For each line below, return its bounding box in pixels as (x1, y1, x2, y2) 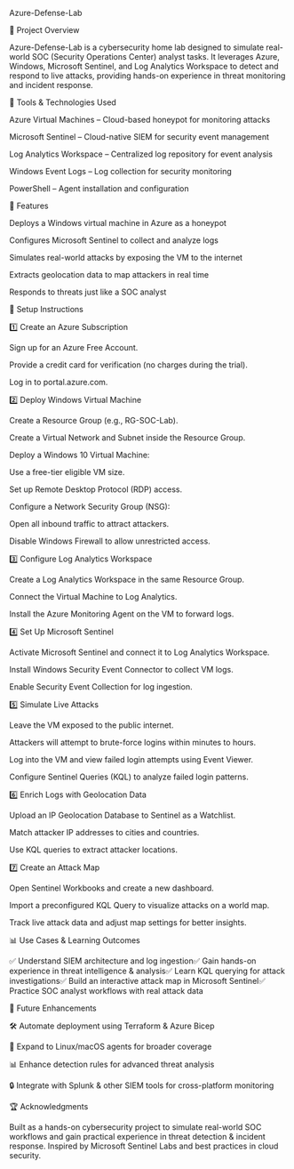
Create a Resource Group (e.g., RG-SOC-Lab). (9, 415, 179, 425)
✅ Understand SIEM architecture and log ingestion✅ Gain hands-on (9, 955, 257, 966)
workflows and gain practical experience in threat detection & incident (9, 1132, 266, 1141)
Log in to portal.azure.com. (9, 377, 108, 387)
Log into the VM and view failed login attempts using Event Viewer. (9, 754, 254, 764)
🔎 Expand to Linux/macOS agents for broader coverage (9, 1041, 212, 1052)
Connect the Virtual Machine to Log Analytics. (9, 592, 178, 601)
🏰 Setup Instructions (9, 304, 84, 314)
